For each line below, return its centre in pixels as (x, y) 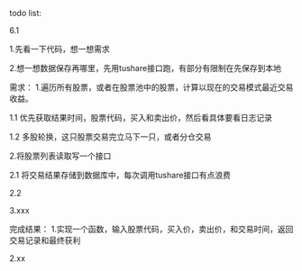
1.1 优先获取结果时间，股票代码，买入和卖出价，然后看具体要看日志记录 (141, 117)
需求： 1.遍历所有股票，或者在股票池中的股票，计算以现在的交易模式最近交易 (151, 87)
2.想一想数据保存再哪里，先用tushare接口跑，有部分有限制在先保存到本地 (146, 68)
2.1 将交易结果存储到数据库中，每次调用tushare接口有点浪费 (120, 175)
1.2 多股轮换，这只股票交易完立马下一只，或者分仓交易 (110, 137)
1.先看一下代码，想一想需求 (59, 49)
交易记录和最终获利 (45, 240)
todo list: (26, 13)
